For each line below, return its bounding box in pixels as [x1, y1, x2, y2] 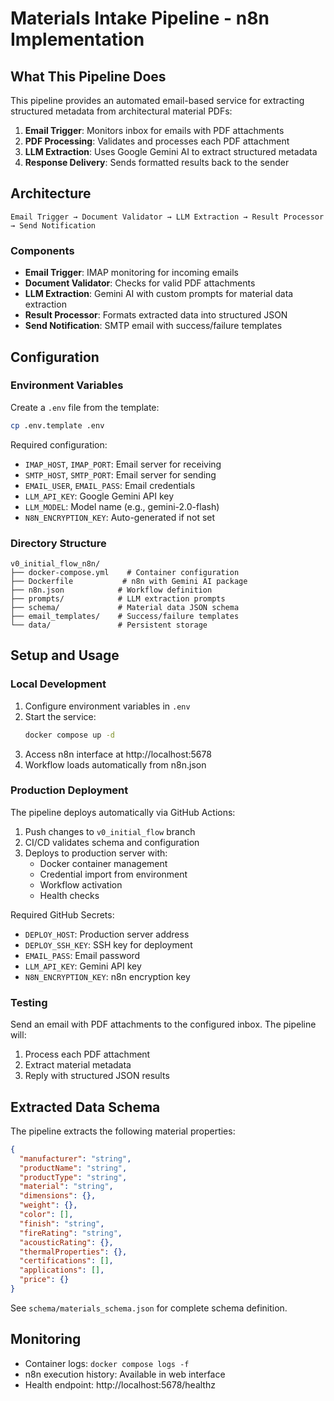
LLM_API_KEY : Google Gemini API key [24, 490, 175, 502]
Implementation [10, 28, 145, 51]
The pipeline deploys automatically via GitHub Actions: [10, 806, 236, 818]
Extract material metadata [24, 1059, 132, 1071]
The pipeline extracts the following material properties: [10, 1125, 236, 1137]
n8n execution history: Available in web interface [24, 1368, 226, 1380]
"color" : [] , [19, 1210, 74, 1220]
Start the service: [24, 710, 97, 722]
